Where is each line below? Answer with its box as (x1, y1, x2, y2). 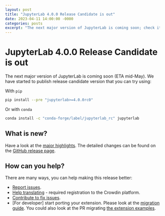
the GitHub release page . (5, 148, 56, 154)
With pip (5, 88, 23, 94)
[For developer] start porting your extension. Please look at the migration (12, 200, 160, 206)
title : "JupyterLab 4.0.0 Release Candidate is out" (5, 12, 115, 17)
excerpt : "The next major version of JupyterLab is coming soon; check (5, 26, 155, 30)
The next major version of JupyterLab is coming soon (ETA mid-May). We (5, 73, 154, 79)
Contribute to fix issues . (12, 195, 61, 201)
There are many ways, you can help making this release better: (5, 175, 133, 181)
